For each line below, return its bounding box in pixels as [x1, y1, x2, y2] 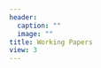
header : [9, 12, 38, 22]
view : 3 [9, 46, 38, 55]
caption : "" [17, 21, 62, 30]
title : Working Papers [9, 37, 93, 47]
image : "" [17, 29, 53, 38]
